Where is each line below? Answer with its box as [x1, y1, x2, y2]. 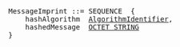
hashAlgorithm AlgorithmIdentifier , [25, 15, 174, 23]
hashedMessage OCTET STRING [25, 23, 140, 31]
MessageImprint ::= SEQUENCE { [8, 7, 135, 15]
